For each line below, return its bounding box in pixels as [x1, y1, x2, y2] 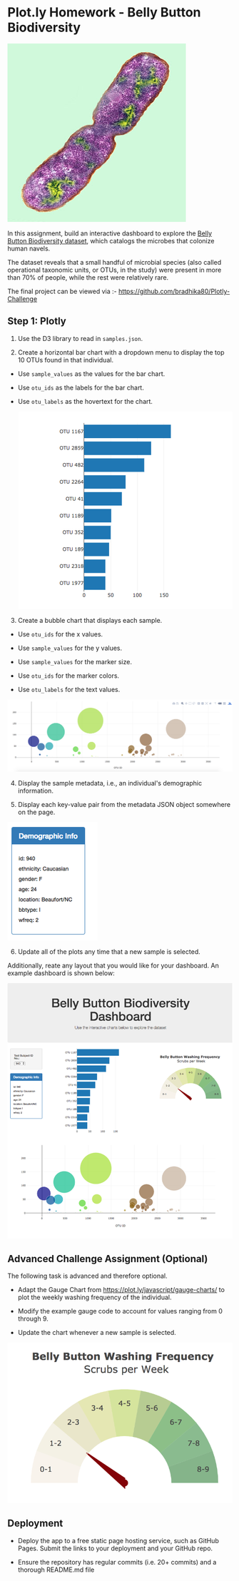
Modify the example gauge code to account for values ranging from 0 [17, 1306, 223, 1315]
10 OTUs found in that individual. [17, 355, 114, 364]
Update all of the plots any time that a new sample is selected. [17, 947, 201, 956]
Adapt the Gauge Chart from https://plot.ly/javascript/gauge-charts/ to [17, 1285, 225, 1293]
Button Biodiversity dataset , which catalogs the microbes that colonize [7, 236, 215, 245]
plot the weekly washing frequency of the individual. [17, 1293, 172, 1301]
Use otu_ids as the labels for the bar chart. [17, 383, 144, 392]
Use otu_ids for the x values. [17, 629, 103, 639]
